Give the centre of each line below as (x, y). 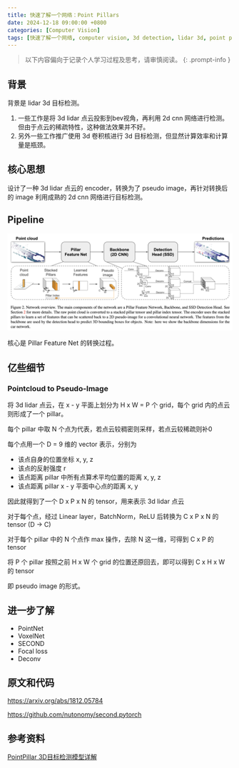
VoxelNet (31, 636)
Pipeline (26, 220)
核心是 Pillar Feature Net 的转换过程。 (63, 343)
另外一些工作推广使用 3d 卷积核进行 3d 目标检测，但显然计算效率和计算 (123, 136)
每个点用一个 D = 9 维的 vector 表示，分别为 (72, 444)
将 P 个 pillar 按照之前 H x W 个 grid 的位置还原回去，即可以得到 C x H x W (116, 562)
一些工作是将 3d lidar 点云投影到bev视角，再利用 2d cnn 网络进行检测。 (123, 118)
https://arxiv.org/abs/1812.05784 (55, 700)
